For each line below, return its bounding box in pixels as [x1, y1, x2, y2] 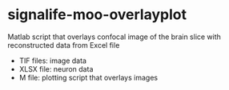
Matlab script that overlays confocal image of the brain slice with [7, 32, 222, 41]
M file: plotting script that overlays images [18, 72, 158, 82]
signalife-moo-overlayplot [7, 6, 187, 24]
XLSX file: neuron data [18, 64, 94, 73]
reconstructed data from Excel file [7, 40, 120, 49]
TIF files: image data [18, 56, 87, 65]
